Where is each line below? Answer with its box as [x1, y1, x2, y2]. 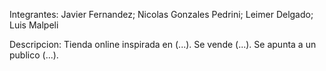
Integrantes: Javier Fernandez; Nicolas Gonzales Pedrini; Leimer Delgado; [9, 9, 314, 20]
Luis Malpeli [9, 19, 59, 31]
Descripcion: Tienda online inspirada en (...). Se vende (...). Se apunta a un [9, 39, 317, 50]
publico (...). [9, 49, 59, 61]
